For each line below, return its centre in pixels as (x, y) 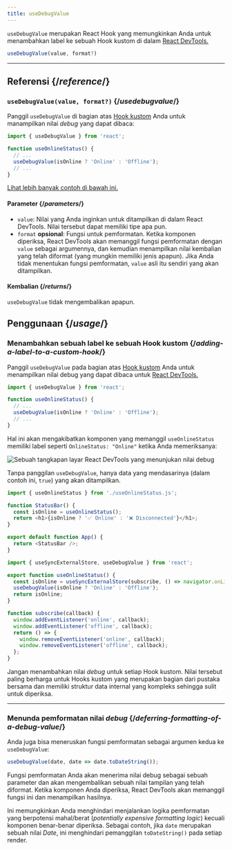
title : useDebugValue (38, 14)
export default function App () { (55, 538)
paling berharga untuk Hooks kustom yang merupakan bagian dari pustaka (114, 679)
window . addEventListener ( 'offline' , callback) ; (83, 626)
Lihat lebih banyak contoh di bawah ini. (63, 188)
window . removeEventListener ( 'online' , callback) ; (93, 639)
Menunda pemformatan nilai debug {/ (71, 718)
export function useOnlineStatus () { (61, 575)
